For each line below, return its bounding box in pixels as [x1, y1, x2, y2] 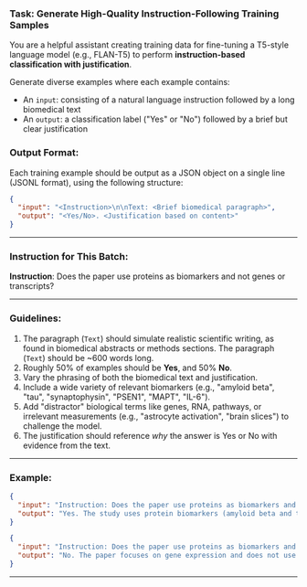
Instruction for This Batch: [9, 251, 129, 263]
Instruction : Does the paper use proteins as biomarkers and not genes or [9, 271, 286, 282]
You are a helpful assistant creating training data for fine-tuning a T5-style [9, 39, 290, 50]
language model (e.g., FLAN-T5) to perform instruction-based [9, 49, 246, 60]
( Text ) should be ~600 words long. [22, 352, 154, 363]
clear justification [22, 123, 89, 134]
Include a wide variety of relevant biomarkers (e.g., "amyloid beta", [22, 381, 275, 392]
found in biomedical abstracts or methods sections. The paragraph [22, 342, 275, 354]
